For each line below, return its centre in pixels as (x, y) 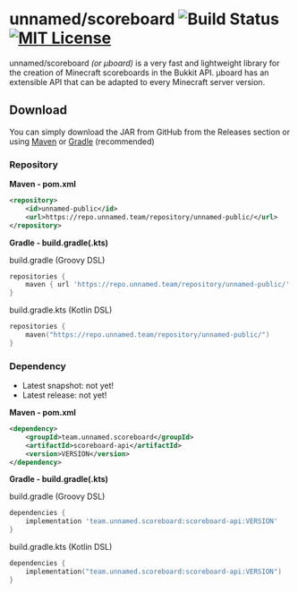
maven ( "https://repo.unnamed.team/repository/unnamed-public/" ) (148, 335)
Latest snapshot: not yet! (68, 386)
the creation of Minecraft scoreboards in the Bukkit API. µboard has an (139, 73)
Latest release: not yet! (64, 395)
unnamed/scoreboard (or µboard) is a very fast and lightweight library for (145, 63)
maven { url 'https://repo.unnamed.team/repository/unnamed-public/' (158, 285)
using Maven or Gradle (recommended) (82, 141)
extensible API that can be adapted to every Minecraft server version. (137, 82)
